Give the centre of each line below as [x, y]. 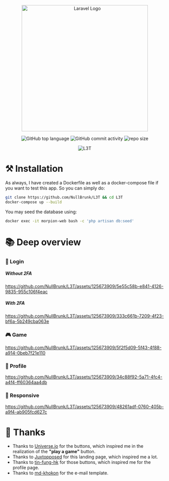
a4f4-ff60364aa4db [26, 382]
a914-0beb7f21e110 [25, 353]
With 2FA [15, 303]
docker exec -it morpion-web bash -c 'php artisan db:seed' [70, 221]
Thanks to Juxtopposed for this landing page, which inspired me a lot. [85, 457]
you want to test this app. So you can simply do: [55, 188]
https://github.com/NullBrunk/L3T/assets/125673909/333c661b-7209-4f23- [84, 316]
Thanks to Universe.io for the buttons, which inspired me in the [78, 446]
